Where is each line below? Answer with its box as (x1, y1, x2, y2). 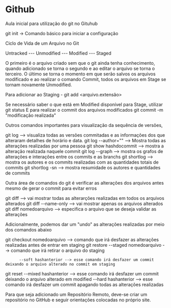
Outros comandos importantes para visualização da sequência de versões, (5, 122, 163, 128)
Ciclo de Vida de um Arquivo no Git (5, 40, 79, 46)
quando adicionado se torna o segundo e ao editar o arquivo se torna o (5, 65, 155, 71)
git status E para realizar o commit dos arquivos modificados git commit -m (5, 107, 163, 113)
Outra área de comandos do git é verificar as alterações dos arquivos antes (5, 179, 164, 186)
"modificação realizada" (5, 112, 56, 118)
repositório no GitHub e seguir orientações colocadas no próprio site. (5, 297, 151, 303)
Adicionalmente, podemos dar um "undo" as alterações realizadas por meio (5, 221, 165, 227)
